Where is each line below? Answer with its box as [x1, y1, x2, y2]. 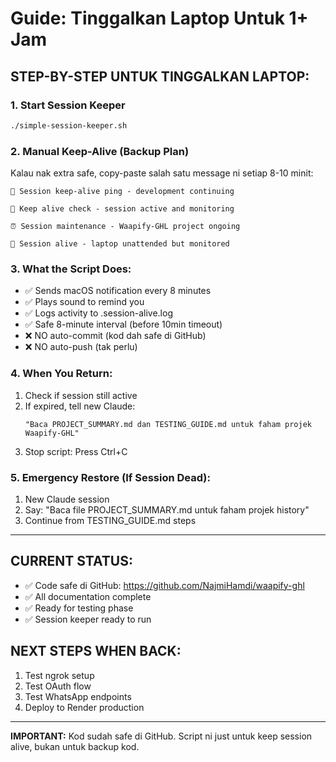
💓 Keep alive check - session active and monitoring [10, 204, 235, 214]
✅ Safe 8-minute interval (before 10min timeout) [24, 318, 223, 331]
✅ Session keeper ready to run [24, 613, 152, 625]
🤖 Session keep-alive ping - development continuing [10, 187, 235, 197]
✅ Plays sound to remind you [24, 296, 145, 308]
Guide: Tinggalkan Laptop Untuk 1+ [10, 7, 309, 30]
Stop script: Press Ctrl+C [24, 445, 128, 457]
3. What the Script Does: [10, 262, 132, 276]
